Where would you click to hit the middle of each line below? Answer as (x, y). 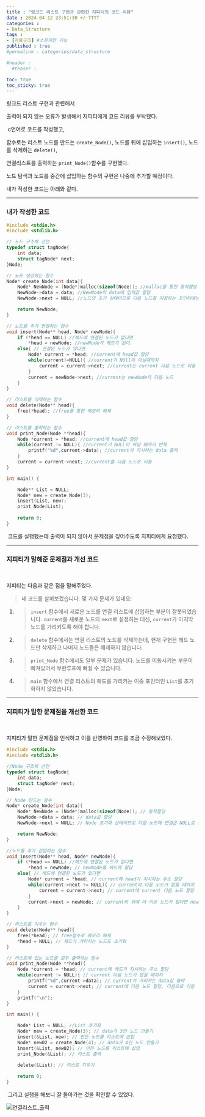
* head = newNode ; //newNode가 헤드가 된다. (81, 343)
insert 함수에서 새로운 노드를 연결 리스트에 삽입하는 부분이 (100, 611)
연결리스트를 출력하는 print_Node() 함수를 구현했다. (68, 163)
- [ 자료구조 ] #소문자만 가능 (37, 40)
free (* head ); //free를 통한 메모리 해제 (64, 411)
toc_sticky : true (28, 85)
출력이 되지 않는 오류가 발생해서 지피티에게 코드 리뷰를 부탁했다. (82, 116)
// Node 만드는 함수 (29, 800)
